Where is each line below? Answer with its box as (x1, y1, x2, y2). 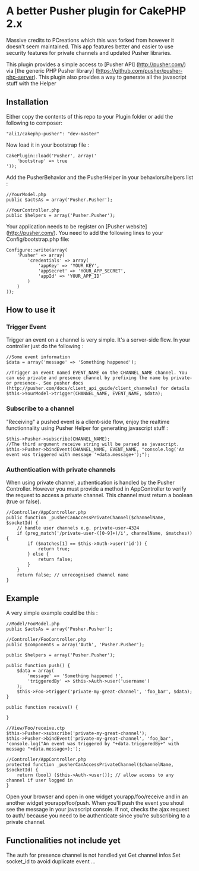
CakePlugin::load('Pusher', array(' (6, 153, 97, 159)
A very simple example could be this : (6, 609, 98, 616)
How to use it (6, 305, 56, 315)
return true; (37, 546, 70, 552)
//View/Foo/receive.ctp (6, 725, 65, 731)
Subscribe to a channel (6, 404, 74, 413)
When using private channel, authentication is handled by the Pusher (6, 479, 175, 486)
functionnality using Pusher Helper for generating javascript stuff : (6, 424, 168, 432)
